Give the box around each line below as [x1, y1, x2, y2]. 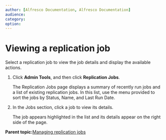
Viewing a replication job [5, 43, 110, 54]
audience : [5, 12, 26, 17]
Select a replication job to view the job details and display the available [5, 59, 151, 65]
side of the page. [12, 119, 48, 125]
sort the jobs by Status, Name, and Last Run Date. [12, 94, 115, 100]
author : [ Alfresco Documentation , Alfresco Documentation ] [5, 7, 131, 12]
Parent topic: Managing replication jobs [5, 129, 86, 135]
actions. [5, 64, 21, 70]
